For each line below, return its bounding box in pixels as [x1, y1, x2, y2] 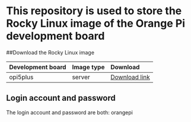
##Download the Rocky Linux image [6, 49, 95, 56]
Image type [72, 63, 105, 71]
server [72, 73, 90, 81]
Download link [110, 73, 150, 81]
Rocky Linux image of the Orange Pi [6, 17, 186, 30]
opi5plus [9, 73, 34, 81]
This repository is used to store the [6, 4, 182, 18]
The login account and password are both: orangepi [6, 108, 133, 116]
